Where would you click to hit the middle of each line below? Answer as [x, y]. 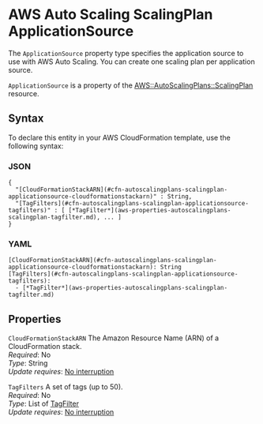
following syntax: [36, 146]
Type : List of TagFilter [43, 403]
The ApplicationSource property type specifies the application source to [126, 53]
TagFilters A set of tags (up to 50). [66, 387]
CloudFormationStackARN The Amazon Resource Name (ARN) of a [114, 338]
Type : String [28, 363]
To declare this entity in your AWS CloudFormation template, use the [119, 137]
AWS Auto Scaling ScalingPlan [111, 15]
